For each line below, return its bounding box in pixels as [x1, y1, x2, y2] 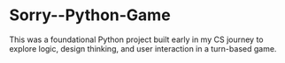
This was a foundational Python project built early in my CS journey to [9, 34, 264, 45]
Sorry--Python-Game [9, 5, 171, 25]
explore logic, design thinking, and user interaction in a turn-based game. [9, 43, 277, 53]
